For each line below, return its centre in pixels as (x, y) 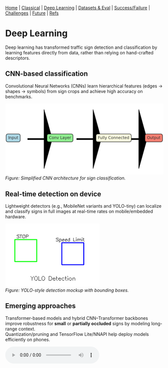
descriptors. (18, 58)
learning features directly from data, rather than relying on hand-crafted (79, 52)
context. (27, 329)
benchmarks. (19, 97)
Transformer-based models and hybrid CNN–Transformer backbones (77, 318)
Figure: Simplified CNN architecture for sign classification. (65, 178)
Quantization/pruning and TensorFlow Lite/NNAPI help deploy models (77, 334)
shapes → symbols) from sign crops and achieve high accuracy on (74, 91)
